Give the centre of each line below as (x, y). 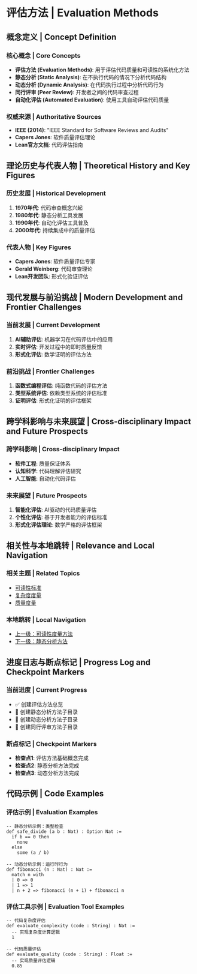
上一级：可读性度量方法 (44, 634)
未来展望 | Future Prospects (47, 495)
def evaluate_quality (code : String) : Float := (69, 954)
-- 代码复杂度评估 (26, 921)
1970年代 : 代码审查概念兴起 (49, 208)
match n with (28, 874)
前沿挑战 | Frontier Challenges (50, 371)
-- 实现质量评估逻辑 (34, 961)
